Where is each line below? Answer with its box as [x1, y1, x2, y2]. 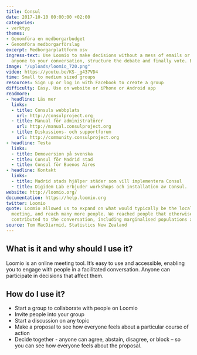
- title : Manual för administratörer [11, 118, 104, 124]
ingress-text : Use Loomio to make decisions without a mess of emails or [6, 52, 191, 58]
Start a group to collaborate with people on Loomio [14, 304, 138, 312]
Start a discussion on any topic [14, 317, 90, 324]
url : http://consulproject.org [16, 112, 93, 118]
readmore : [6, 91, 30, 97]
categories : [6, 19, 35, 25]
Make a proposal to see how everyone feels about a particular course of [14, 323, 189, 330]
